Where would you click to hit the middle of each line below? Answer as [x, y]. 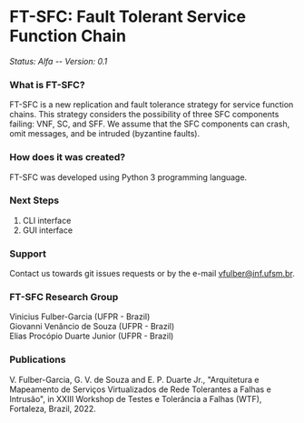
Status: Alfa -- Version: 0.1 [59, 61]
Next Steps [34, 200]
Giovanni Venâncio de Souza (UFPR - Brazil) [92, 327]
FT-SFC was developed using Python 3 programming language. [128, 177]
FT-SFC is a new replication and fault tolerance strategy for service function [152, 105]
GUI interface [48, 230]
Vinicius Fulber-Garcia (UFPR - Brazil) [80, 317]
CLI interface [47, 220]
